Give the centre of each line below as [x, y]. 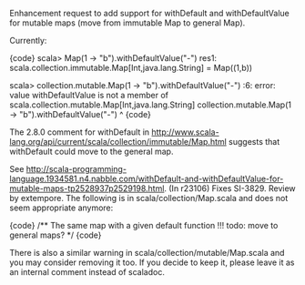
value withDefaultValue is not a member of [89, 95]
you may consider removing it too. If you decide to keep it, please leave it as [152, 262]
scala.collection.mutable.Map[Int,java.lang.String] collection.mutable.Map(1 [150, 105]
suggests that [254, 142]
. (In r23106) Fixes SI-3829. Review [229, 188]
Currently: [28, 41]
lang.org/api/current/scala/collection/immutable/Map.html [118, 142]
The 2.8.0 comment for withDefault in [80, 132]
